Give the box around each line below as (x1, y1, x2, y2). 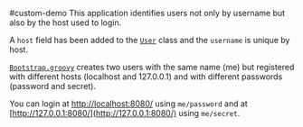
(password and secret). (9, 81, 97, 91)
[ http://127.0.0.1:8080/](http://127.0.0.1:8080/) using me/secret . (9, 108, 241, 118)
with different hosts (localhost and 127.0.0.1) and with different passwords (9, 71, 283, 82)
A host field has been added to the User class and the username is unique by (9, 35, 290, 45)
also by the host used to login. (9, 17, 122, 28)
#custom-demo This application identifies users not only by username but (9, 8, 286, 18)
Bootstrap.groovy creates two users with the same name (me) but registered (9, 62, 295, 72)
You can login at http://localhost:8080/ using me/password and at (9, 98, 249, 109)
